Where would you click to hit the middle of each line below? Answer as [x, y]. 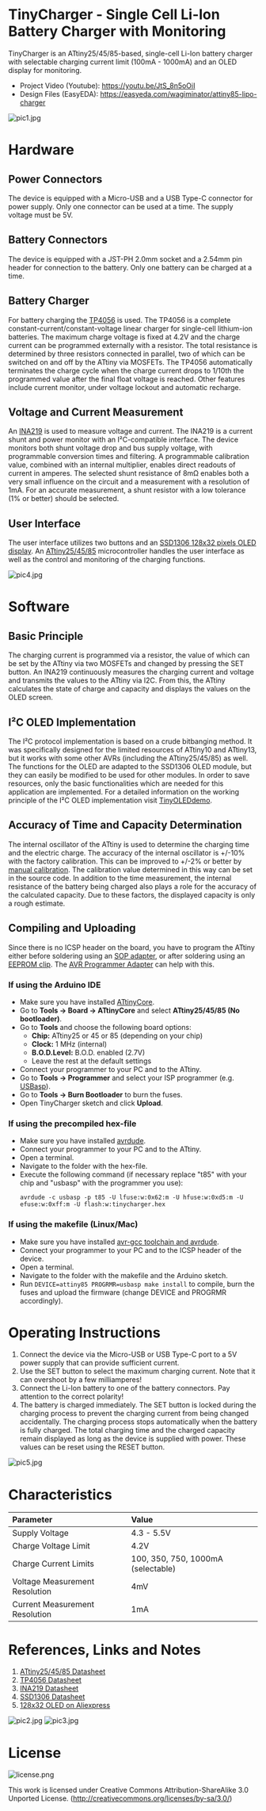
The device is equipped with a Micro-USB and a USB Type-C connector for [131, 198]
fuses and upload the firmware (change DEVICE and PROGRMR [123, 1292]
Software [39, 607]
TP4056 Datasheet [50, 1680]
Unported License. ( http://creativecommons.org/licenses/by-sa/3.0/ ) [120, 1798]
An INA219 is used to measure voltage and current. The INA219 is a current [131, 431]
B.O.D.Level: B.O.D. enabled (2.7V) [88, 1052]
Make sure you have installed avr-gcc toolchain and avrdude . [119, 1242]
